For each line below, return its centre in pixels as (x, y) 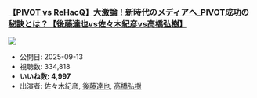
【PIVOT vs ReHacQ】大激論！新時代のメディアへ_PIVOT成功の (128, 12)
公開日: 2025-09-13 (51, 57)
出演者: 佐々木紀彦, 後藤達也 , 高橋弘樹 (80, 86)
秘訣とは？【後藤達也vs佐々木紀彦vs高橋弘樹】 (98, 23)
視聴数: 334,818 (45, 67)
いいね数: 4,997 (45, 76)
